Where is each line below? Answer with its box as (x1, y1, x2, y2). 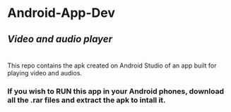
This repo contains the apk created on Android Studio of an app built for (7, 61, 217, 70)
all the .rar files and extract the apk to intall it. (7, 95, 166, 105)
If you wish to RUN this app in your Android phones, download (7, 86, 225, 96)
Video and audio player (7, 33, 113, 45)
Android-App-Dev (7, 5, 115, 21)
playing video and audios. (7, 68, 83, 77)
